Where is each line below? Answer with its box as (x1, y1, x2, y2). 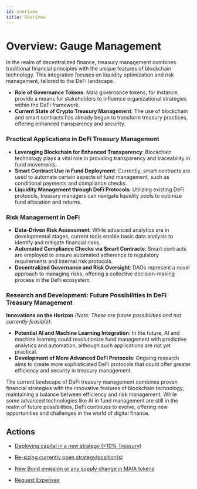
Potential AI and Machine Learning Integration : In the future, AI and (14, 330, 180, 337)
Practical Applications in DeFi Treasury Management (6, 135, 159, 143)
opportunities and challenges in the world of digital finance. (6, 410, 150, 417)
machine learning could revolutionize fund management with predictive (14, 336, 186, 343)
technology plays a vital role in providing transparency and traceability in (14, 154, 191, 162)
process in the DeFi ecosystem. (14, 277, 91, 284)
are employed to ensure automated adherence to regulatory (14, 251, 159, 259)
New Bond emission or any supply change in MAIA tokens (14, 465, 155, 473)
